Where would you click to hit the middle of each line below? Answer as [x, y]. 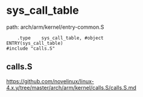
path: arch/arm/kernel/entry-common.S [55, 27]
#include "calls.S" [31, 48]
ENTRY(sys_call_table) [35, 43]
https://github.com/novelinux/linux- [50, 81]
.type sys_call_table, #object [60, 38]
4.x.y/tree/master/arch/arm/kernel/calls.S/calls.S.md [71, 87]
